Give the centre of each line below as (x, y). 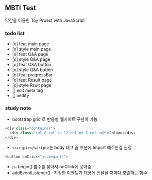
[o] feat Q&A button (32, 65)
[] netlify (20, 96)
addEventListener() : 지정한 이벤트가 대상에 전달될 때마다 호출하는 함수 (79, 173)
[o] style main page (31, 49)
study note (18, 108)
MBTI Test (21, 8)
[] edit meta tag (27, 90)
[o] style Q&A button (33, 70)
